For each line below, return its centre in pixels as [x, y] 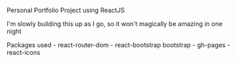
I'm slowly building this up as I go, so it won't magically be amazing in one [115, 24]
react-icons [23, 52]
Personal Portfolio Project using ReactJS [66, 10]
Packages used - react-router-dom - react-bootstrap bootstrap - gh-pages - [118, 45]
